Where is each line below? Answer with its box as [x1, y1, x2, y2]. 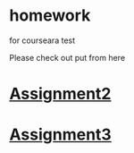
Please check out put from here [9, 52, 126, 63]
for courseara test [9, 35, 76, 46]
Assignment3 [9, 124, 112, 145]
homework [9, 5, 91, 26]
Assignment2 [9, 84, 112, 104]
